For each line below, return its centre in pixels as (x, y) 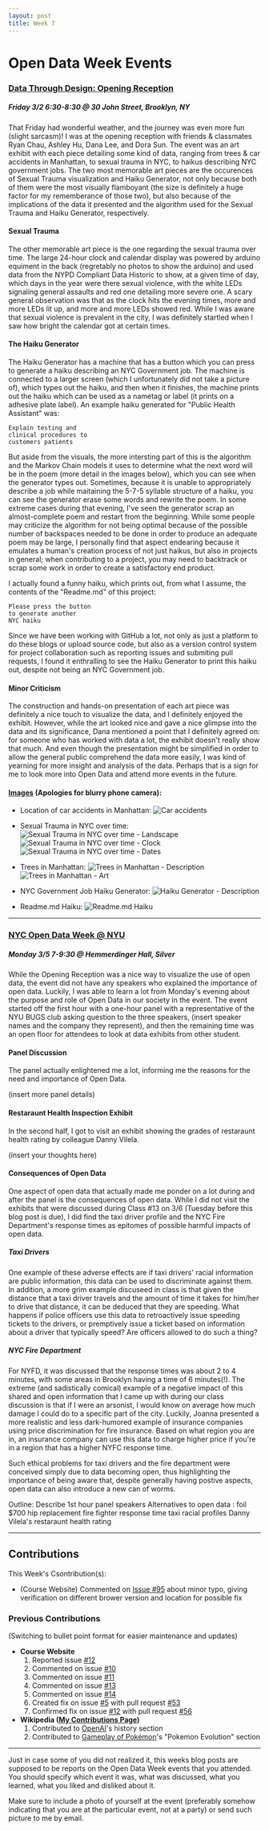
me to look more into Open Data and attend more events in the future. (123, 774)
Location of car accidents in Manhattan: (86, 810)
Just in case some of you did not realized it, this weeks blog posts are (123, 1760)
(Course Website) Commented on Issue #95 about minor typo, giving (134, 1589)
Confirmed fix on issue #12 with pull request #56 (112, 1711)
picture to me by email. (46, 1818)
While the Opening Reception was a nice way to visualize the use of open (129, 975)
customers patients (41, 442)
